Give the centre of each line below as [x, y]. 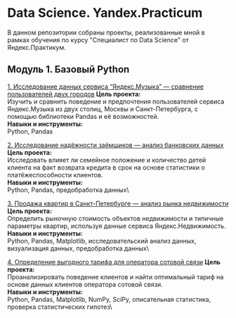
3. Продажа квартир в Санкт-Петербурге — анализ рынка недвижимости [118, 203]
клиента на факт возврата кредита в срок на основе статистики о [106, 167]
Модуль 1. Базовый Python [68, 69]
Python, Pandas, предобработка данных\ [68, 190]
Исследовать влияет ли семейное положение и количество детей [107, 160]
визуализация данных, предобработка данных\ [78, 248]
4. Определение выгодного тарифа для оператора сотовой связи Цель [114, 262]
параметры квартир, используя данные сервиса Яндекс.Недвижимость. [117, 226]
